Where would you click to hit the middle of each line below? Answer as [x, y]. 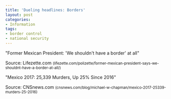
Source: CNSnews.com [30, 87]
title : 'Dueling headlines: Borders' [45, 10]
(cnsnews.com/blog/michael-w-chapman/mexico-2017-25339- [111, 87]
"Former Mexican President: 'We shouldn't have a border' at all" [72, 53]
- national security [27, 39]
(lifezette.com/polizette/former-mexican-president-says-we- [106, 63]
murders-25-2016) [21, 92]
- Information [20, 24]
